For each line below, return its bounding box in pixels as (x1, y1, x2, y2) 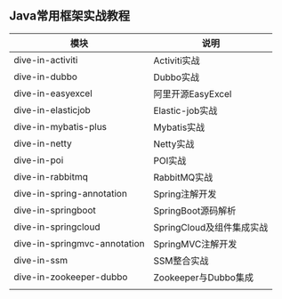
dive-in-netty (13, 137, 73, 149)
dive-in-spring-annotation (13, 187, 127, 199)
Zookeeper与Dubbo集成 (153, 271, 254, 283)
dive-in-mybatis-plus (13, 120, 108, 133)
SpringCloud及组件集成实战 (153, 221, 269, 233)
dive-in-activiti (13, 53, 78, 66)
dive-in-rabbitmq (13, 170, 89, 182)
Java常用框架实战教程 (9, 8, 131, 24)
